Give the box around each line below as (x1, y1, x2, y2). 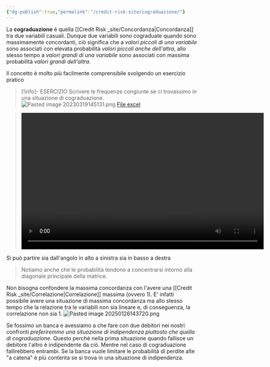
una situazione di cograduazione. (21, 94, 105, 101)
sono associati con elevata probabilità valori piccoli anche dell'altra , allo (6, 45, 186, 52)
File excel (117, 101, 141, 108)
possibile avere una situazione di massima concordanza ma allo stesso (6, 297, 183, 304)
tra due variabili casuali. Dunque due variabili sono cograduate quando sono (6, 32, 197, 39)
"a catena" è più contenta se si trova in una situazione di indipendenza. (6, 354, 183, 361)
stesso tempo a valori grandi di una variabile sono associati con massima (6, 51, 189, 58)
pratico (6, 76, 24, 83)
